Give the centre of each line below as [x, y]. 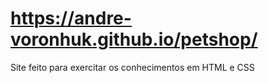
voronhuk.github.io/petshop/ [134, 39]
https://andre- [71, 18]
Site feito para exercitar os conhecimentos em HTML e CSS [132, 67]
